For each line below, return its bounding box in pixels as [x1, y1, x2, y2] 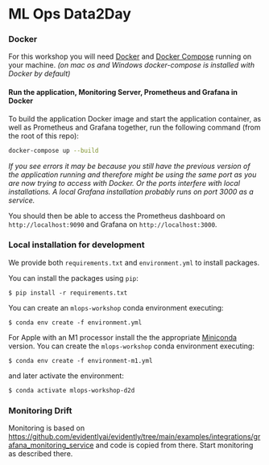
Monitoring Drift [8, 405, 72, 416]
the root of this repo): [8, 130, 79, 141]
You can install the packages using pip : [8, 273, 139, 282]
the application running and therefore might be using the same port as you [8, 170, 257, 179]
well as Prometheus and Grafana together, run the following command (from [8, 122, 261, 132]
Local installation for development [8, 239, 145, 250]
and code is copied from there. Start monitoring [95, 440, 254, 451]
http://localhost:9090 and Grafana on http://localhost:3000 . [8, 219, 217, 229]
